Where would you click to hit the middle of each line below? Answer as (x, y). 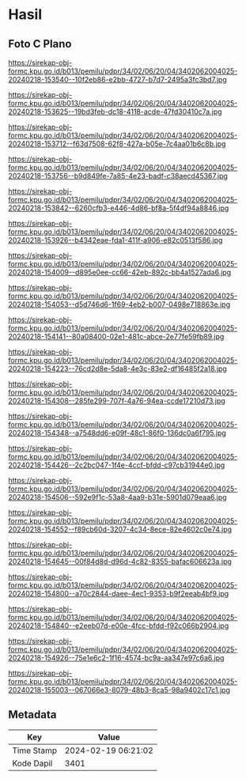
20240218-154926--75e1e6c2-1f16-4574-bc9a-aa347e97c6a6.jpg (116, 658)
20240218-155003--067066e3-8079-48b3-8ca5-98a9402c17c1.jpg (119, 690)
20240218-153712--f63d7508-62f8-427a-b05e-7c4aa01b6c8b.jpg (117, 144)
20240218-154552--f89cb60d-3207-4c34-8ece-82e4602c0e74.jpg (120, 529)
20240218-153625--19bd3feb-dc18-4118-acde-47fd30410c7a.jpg (115, 112)
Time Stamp (35, 751)
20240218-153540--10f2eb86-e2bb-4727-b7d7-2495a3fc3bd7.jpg (117, 79)
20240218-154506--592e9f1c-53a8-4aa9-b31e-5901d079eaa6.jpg (117, 497)
